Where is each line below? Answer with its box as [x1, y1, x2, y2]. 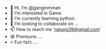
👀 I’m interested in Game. [10, 10, 63, 16]
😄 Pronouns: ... [10, 33, 43, 39]
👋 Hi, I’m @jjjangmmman [10, 5, 61, 10]
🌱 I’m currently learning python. [10, 15, 76, 21]
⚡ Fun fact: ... [10, 39, 38, 45]
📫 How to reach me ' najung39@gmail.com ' [10, 26, 101, 32]
